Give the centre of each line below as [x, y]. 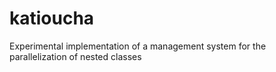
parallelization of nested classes [75, 56]
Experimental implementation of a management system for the [138, 46]
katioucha [52, 18]
